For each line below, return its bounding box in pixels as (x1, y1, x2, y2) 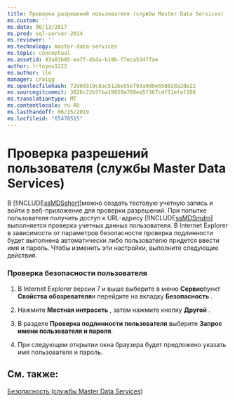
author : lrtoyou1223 (7, 63, 68, 70)
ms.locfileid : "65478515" (7, 115, 83, 122)
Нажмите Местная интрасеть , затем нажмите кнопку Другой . (17, 306, 210, 314)
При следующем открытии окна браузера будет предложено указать (17, 340, 227, 348)
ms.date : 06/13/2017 (7, 23, 68, 30)
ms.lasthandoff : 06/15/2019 (7, 108, 90, 115)
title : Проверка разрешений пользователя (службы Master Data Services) (7, 10, 224, 18)
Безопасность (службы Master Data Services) (7, 387, 143, 395)
